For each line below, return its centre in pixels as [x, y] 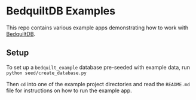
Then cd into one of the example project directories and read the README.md [98, 84]
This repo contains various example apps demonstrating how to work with [97, 28]
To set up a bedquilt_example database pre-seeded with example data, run [98, 67]
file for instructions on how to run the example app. [69, 90]
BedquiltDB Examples [61, 11]
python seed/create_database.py [46, 73]
